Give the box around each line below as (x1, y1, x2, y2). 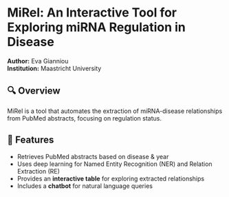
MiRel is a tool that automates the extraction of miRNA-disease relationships (7, 107, 223, 115)
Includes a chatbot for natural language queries (17, 181, 153, 190)
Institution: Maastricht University (7, 64, 102, 72)
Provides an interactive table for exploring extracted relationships (17, 174, 205, 183)
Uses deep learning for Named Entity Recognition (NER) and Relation (17, 160, 212, 168)
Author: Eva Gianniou (7, 56, 69, 65)
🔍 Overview (7, 85, 61, 97)
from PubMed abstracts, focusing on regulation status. (7, 114, 162, 122)
